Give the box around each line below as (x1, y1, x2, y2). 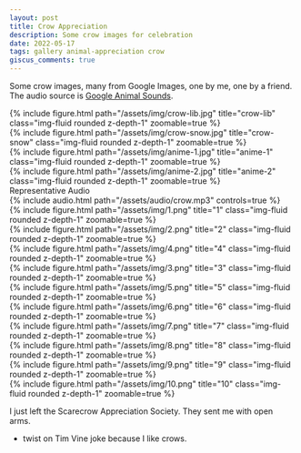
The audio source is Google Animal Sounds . (9, 90, 174, 101)
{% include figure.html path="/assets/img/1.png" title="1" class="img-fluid (9, 205, 288, 215)
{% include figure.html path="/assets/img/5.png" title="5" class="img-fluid (9, 282, 291, 292)
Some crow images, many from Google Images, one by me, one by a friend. (9, 81, 293, 91)
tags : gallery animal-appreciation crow (9, 47, 166, 56)
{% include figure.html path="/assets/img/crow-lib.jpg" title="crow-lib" (9, 108, 276, 118)
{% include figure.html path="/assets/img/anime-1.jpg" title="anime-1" (9, 146, 274, 157)
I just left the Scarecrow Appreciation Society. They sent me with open (9, 406, 274, 417)
